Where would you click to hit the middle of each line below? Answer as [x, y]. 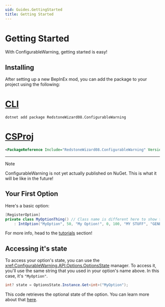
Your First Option [32, 194]
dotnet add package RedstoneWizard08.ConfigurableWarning [66, 117]
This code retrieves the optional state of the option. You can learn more [77, 294]
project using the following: [33, 84]
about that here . [21, 300]
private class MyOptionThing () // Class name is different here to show [81, 219]
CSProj [19, 137]
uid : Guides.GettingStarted [34, 10]
